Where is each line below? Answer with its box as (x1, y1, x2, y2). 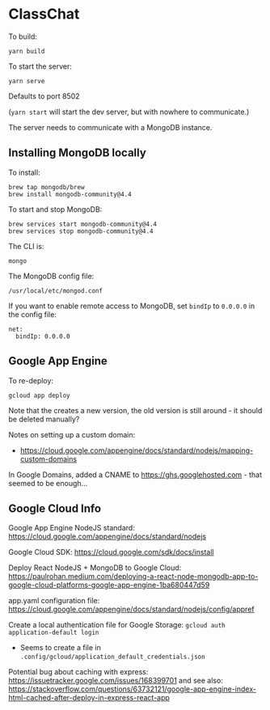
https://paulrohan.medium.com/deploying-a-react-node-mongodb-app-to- (8, 572, 259, 581)
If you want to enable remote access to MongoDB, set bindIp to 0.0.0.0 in (8, 301, 255, 311)
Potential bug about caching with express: (8, 667, 149, 677)
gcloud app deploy (8, 391, 70, 399)
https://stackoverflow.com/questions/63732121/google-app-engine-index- (8, 684, 257, 694)
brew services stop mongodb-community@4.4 (8, 227, 154, 235)
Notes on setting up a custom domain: (8, 429, 136, 439)
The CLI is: (8, 241, 44, 251)
